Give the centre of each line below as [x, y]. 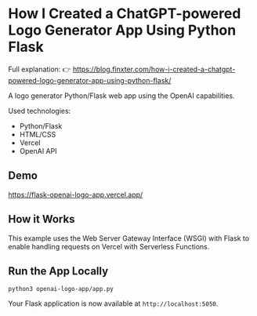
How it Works [42, 219]
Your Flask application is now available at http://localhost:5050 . [113, 303]
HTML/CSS [38, 134]
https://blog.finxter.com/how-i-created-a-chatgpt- [154, 69]
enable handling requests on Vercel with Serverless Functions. [109, 246]
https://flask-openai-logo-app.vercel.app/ [76, 194]
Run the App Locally [58, 271]
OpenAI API [38, 151]
